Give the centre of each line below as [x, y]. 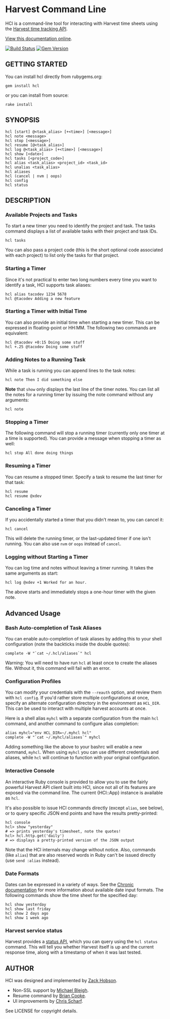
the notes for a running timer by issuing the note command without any [79, 395]
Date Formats [22, 874]
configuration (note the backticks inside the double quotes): [68, 644]
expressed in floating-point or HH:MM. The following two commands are [81, 327]
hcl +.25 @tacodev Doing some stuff [44, 347]
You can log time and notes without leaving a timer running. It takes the [79, 568]
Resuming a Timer [28, 466]
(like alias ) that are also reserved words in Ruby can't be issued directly [80, 855]
